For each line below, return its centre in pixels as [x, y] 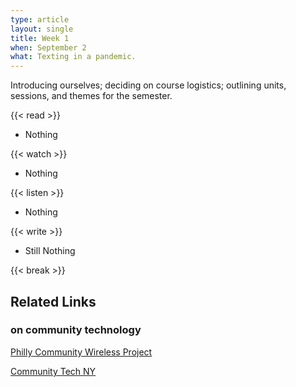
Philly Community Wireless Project [81, 352]
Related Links [53, 301]
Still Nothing [50, 251]
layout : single [42, 29]
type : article [40, 19]
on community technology [76, 330]
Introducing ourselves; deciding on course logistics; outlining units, [148, 85]
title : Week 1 [40, 38]
